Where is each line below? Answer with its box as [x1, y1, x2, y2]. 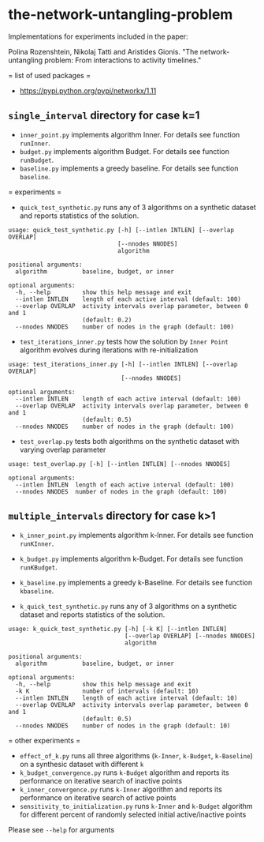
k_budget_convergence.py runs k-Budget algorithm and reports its [19, 768, 230, 777]
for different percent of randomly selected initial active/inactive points [19, 810, 247, 819]
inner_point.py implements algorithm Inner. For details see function [19, 130, 240, 139]
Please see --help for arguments [8, 825, 115, 834]
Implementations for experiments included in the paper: [8, 32, 188, 41]
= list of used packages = [8, 70, 91, 80]
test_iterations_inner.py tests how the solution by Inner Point [19, 336, 229, 346]
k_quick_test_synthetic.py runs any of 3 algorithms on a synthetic [19, 601, 238, 611]
